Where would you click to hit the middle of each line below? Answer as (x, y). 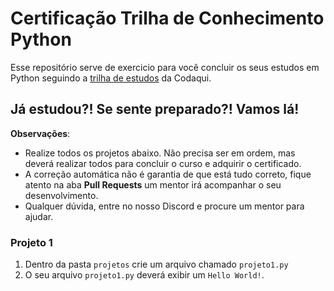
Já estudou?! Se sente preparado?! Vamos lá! (155, 109)
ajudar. (39, 216)
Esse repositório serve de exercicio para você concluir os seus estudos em (165, 67)
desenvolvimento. (61, 195)
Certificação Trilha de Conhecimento (167, 18)
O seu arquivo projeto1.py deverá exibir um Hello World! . (144, 275)
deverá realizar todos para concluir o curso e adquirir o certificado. (163, 163)
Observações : (40, 133)
